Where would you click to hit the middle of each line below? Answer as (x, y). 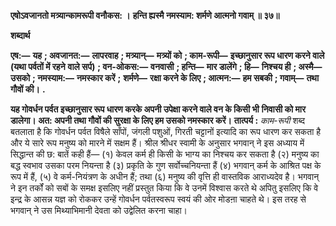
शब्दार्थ (20, 35)
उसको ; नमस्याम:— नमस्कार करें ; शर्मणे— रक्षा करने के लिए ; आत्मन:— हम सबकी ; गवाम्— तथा (165, 78)
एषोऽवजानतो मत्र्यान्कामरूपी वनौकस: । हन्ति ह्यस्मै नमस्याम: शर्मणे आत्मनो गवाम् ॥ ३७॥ (145, 15)
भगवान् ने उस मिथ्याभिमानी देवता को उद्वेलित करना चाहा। (99, 210)
